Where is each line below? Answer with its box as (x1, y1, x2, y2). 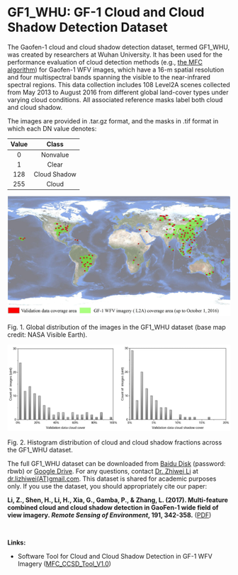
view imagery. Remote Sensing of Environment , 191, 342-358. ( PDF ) (7, 511, 212, 520)
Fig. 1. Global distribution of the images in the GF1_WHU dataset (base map (7, 323, 227, 332)
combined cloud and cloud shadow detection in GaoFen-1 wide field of (7, 503, 219, 512)
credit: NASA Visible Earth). (7, 330, 88, 339)
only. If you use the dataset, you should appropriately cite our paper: (7, 482, 208, 491)
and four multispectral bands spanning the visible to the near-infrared (7, 72, 211, 82)
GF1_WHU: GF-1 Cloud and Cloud (7, 4, 205, 21)
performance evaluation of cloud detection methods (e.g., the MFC (7, 57, 203, 66)
